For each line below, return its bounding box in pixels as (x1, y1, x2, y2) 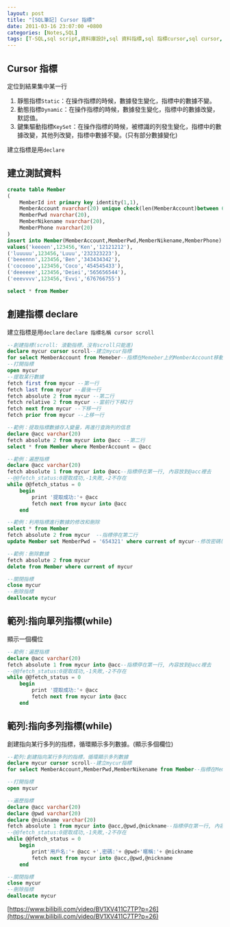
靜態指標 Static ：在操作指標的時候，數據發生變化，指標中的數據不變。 (16, 97, 216, 105)
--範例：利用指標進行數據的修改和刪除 (7, 519, 101, 526)
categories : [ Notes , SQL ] (7, 29, 78, 36)
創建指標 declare (7, 309, 79, 320)
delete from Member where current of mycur (7, 563, 133, 570)
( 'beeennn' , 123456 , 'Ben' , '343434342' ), (7, 256, 121, 263)
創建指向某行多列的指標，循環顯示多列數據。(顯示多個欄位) (7, 740, 174, 748)
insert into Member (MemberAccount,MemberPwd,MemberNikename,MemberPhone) (7, 237, 222, 244)
